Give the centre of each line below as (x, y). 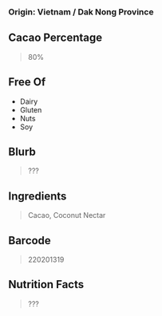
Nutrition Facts (46, 284)
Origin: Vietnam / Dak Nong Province (81, 12)
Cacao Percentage (55, 38)
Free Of (27, 82)
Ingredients (38, 196)
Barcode (30, 241)
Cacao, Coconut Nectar (67, 215)
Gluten (31, 109)
